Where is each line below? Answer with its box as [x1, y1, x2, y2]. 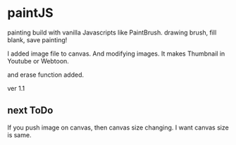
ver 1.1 [7, 84, 25, 92]
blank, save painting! [7, 35, 68, 44]
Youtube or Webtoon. [7, 56, 69, 65]
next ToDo [7, 104, 54, 117]
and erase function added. [7, 70, 85, 79]
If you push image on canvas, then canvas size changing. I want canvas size [7, 123, 229, 132]
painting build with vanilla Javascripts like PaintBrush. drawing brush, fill [7, 28, 217, 37]
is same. [7, 130, 32, 139]
